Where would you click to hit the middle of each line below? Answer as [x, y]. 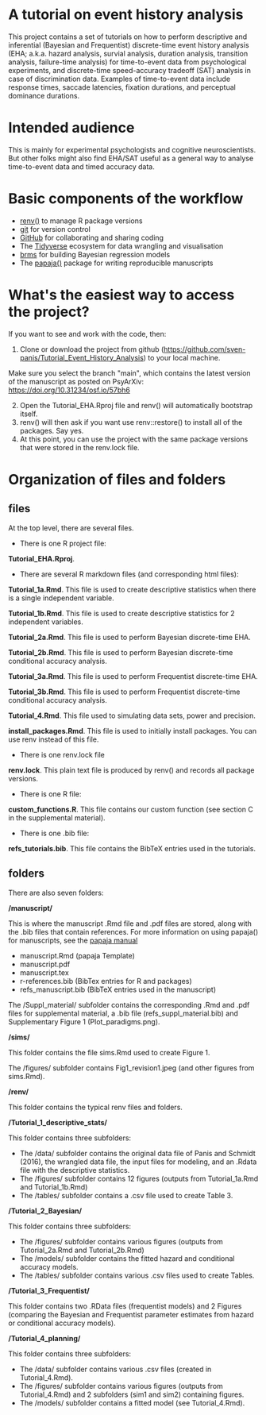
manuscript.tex [44, 972]
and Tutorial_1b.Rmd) [54, 1187]
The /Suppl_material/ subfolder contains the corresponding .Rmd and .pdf [129, 1004]
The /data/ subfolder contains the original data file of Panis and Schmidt [137, 1153]
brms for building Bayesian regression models [95, 254]
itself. [29, 414]
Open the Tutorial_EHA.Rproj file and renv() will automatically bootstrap [136, 405]
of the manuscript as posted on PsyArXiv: [76, 381]
